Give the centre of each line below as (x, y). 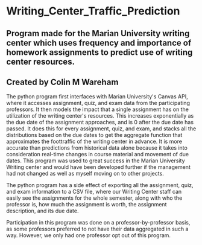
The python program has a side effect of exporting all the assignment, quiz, (100, 185)
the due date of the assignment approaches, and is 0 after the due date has (100, 122)
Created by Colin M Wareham (62, 82)
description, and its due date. (43, 211)
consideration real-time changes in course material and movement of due (98, 154)
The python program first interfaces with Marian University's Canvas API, (97, 97)
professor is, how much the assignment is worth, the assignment (87, 205)
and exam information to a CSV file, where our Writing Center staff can (94, 192)
